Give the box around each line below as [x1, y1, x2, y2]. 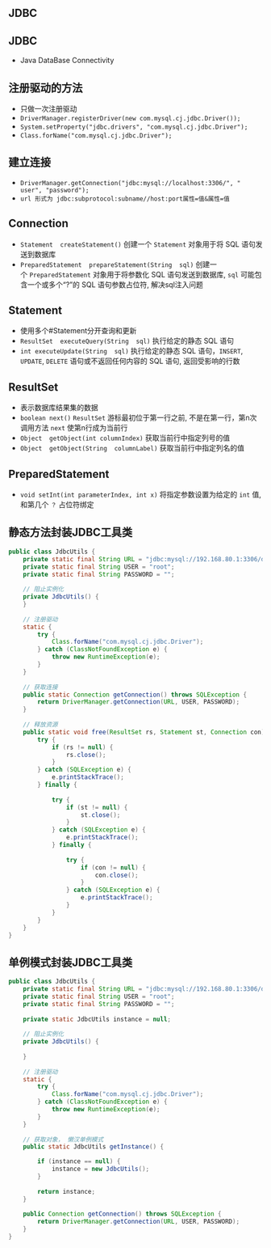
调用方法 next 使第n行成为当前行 [19, 423, 128, 433]
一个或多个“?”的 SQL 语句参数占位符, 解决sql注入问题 [27, 279, 204, 290]
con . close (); [94, 871, 139, 879]
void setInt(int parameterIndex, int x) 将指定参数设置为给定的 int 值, [19, 489, 262, 500]
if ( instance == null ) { [37, 1157, 121, 1166]
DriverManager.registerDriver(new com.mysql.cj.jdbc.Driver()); [19, 115, 241, 123]
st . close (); [80, 810, 121, 819]
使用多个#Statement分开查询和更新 [19, 326, 137, 336]
